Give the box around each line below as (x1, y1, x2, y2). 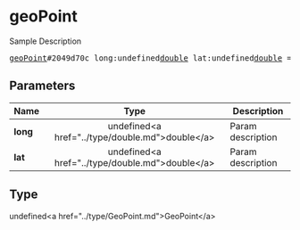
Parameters (9, 78, 76, 94)
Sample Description (9, 36, 82, 46)
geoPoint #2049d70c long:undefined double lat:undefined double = (9, 53, 292, 63)
